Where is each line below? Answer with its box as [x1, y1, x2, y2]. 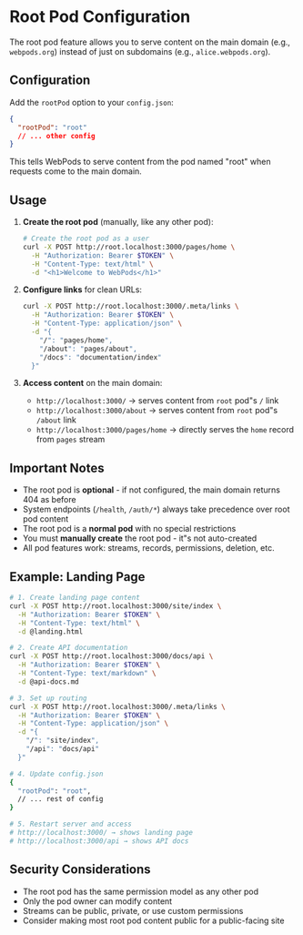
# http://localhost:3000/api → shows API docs [9, 836, 189, 846]
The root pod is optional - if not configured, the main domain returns [22, 484, 280, 495]
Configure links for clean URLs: [22, 284, 143, 295]
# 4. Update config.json [9, 769, 104, 778]
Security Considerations [9, 862, 152, 878]
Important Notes [9, 460, 105, 475]
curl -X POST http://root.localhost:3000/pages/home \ [22, 242, 236, 251]
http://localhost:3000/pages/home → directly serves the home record [35, 424, 294, 435]
